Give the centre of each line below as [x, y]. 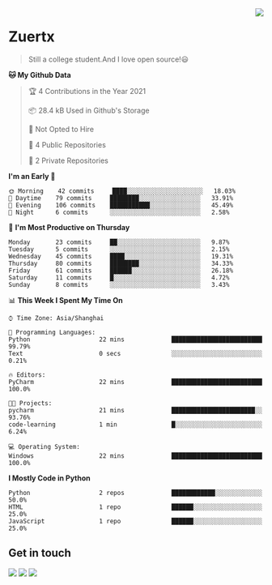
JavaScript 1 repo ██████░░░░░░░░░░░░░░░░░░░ [136, 521]
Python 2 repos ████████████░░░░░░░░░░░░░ [136, 493]
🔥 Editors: [27, 375]
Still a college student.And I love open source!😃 [108, 59]
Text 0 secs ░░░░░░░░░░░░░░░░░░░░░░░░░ [136, 353]
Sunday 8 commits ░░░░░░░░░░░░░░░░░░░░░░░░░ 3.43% [119, 284]
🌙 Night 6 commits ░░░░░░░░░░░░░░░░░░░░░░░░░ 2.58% [119, 212]
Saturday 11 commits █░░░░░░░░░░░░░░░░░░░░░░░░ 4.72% [119, 278]
